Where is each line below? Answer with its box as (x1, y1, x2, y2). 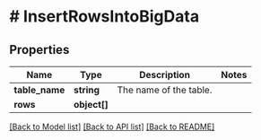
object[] (73, 99, 109, 110)
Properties (9, 42, 70, 57)
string (73, 83, 100, 96)
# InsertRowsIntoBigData (9, 6, 200, 27)
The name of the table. (117, 83, 213, 96)
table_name (13, 83, 65, 96)
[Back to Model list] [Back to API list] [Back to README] (9, 121, 215, 132)
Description (138, 69, 191, 81)
